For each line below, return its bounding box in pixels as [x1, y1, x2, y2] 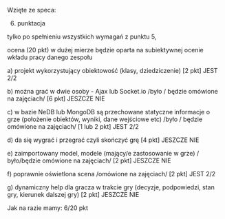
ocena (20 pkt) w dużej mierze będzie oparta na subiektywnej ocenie [7, 46, 204, 54]
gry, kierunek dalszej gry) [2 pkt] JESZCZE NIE [7, 191, 140, 198]
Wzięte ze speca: [7, 6, 56, 14]
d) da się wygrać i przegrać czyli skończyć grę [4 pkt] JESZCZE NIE [7, 136, 200, 144]
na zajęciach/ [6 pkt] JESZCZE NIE [7, 94, 105, 103]
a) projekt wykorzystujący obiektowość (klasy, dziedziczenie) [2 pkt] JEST [7, 67, 218, 74]
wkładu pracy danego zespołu [7, 53, 93, 61]
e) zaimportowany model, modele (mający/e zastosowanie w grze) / [7, 149, 200, 157]
